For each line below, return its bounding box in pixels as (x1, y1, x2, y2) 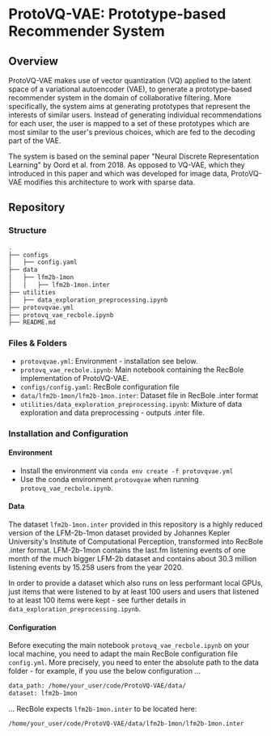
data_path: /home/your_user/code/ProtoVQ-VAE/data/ (8, 682, 186, 690)
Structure (8, 225, 47, 236)
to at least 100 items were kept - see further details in (8, 595, 186, 605)
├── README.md (8, 319, 57, 327)
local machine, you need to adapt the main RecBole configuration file (8, 649, 239, 659)
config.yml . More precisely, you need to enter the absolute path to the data (8, 658, 259, 667)
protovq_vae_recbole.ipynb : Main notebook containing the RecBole (19, 365, 244, 374)
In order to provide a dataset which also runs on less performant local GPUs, (8, 577, 264, 587)
